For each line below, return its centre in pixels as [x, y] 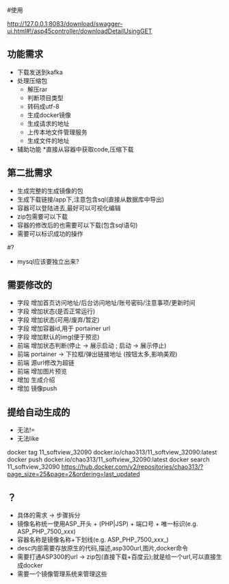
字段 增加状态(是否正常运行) [56, 311]
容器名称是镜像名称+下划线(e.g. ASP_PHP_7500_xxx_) [93, 539]
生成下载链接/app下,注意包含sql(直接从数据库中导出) [91, 199]
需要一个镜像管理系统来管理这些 [62, 574]
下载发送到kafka [40, 72]
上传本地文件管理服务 [57, 132]
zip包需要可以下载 [42, 216]
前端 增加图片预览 [42, 372]
